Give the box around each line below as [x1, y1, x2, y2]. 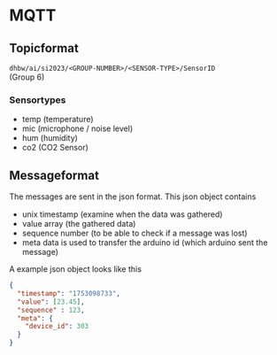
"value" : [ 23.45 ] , [17, 297, 86, 306]
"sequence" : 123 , [17, 305, 86, 314]
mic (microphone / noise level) [21, 123, 134, 134]
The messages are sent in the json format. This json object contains [9, 191, 257, 202]
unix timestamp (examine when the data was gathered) [21, 209, 223, 220]
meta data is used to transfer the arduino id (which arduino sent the [21, 237, 268, 248]
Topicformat [9, 41, 80, 56]
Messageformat [9, 167, 100, 182]
